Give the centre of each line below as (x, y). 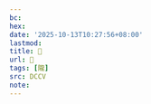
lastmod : (26, 43)
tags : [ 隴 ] (29, 69)
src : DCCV (28, 77)
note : (19, 85)
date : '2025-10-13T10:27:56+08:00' (76, 34)
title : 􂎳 (26, 52)
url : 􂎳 (22, 60)
